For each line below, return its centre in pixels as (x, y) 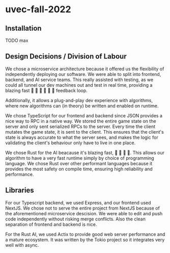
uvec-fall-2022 (38, 9)
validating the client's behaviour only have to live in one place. (70, 143)
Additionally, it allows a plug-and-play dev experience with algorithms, (79, 100)
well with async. (22, 245)
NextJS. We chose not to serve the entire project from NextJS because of (83, 208)
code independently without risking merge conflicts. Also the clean (76, 219)
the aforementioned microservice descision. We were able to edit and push (84, 213)
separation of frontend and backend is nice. (51, 224)
